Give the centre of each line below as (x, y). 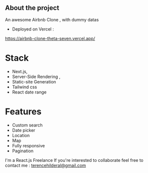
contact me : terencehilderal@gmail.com (46, 165)
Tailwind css (25, 87)
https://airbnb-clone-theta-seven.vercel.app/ (50, 38)
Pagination (23, 151)
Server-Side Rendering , (36, 77)
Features (23, 111)
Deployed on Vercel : (33, 29)
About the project (32, 8)
